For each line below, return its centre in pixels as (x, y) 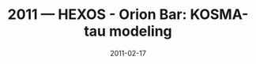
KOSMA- (219, 15)
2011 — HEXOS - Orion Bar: (97, 15)
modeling (141, 31)
